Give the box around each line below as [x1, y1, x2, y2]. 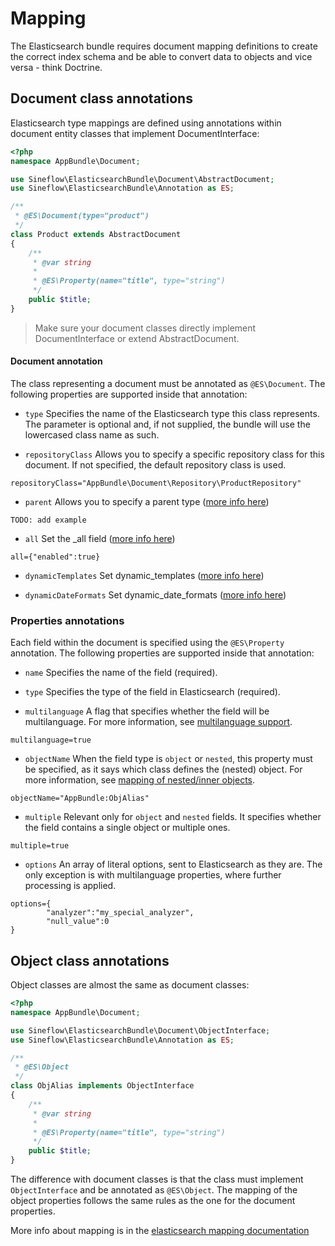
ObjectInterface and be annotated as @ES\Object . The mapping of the [10, 1184, 298, 1196]
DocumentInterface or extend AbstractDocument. [34, 332, 240, 344]
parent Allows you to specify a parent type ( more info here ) [24, 495, 270, 507]
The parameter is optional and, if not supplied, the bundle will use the [24, 418, 311, 430]
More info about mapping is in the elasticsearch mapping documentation [10, 1225, 310, 1237]
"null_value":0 [46, 917, 110, 927]
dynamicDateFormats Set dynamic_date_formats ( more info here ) [24, 588, 287, 601]
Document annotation [10, 355, 103, 367]
